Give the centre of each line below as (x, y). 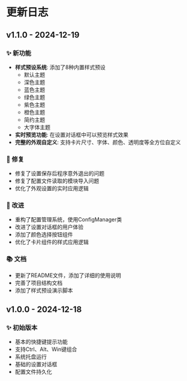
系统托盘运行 (31, 357)
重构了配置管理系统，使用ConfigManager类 (68, 220)
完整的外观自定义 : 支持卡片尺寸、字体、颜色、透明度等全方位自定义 (98, 142)
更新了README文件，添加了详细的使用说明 (68, 275)
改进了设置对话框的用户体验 (49, 227)
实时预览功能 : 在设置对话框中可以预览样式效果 (72, 134)
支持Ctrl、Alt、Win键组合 (46, 349)
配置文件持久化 (33, 372)
